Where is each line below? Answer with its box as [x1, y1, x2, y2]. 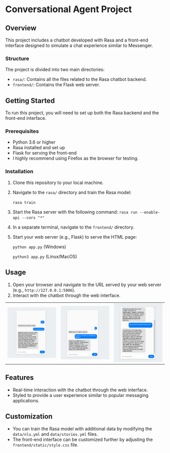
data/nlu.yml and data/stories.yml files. [12, 431, 98, 437]
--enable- [139, 210, 160, 215]
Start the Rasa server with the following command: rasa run [12, 209, 138, 215]
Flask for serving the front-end [12, 150, 77, 156]
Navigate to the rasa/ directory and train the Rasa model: [12, 189, 132, 195]
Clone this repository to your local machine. [12, 179, 104, 186]
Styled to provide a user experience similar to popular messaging [12, 392, 149, 398]
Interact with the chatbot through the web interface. [12, 292, 120, 298]
